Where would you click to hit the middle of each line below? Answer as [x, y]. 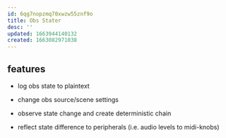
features [26, 69]
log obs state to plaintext [53, 86]
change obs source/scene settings [68, 99]
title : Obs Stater [34, 21]
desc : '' [20, 27]
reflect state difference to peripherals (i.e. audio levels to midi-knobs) [119, 127]
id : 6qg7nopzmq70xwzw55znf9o [50, 14]
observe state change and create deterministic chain [94, 113]
